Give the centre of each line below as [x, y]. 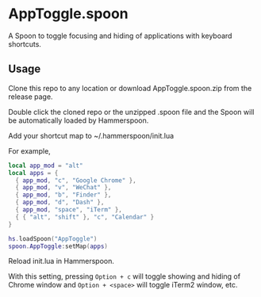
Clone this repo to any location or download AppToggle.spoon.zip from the [130, 88]
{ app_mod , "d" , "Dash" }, [60, 203]
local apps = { [33, 173]
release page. [31, 97]
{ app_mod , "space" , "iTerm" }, [69, 210]
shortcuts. [25, 44]
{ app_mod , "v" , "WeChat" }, [63, 188]
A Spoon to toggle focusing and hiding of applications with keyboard [120, 36]
